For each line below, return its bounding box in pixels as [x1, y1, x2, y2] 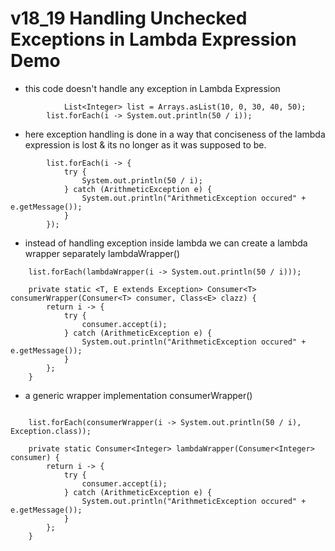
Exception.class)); [10, 426, 92, 436]
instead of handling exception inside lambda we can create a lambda [24, 237, 308, 249]
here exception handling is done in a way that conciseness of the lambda [24, 128, 326, 140]
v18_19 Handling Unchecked [10, 7, 248, 30]
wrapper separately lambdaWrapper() [24, 247, 181, 259]
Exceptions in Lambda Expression [10, 28, 297, 51]
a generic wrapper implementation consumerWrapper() [24, 389, 253, 401]
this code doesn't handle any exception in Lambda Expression [24, 82, 281, 94]
